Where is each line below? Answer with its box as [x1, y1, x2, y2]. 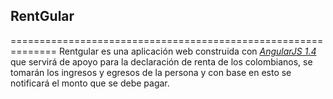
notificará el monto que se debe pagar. [10, 77, 170, 89]
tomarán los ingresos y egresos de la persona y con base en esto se [10, 66, 292, 78]
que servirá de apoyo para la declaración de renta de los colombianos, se [10, 55, 313, 68]
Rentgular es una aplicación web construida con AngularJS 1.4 [59, 45, 317, 57]
